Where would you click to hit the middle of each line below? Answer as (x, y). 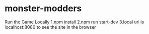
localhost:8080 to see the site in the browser (50, 27)
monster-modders (43, 8)
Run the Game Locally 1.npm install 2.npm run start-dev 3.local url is (74, 22)
